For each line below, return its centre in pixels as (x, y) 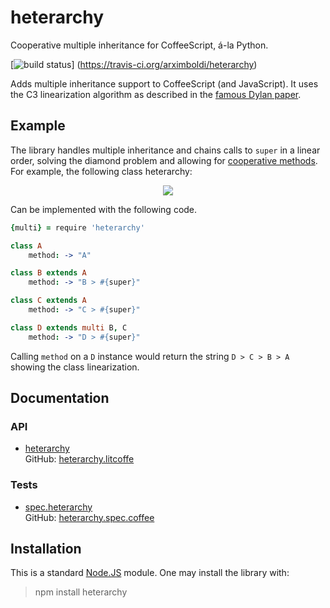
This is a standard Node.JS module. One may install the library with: (150, 573)
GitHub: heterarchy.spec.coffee (89, 517)
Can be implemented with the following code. (104, 209)
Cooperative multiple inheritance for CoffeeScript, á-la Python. (139, 45)
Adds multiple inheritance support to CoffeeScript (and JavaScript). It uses (164, 83)
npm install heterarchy (81, 592)
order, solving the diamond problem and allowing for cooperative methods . (164, 160)
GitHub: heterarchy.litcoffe (79, 459)
